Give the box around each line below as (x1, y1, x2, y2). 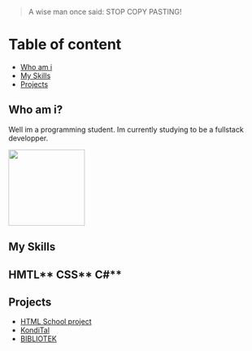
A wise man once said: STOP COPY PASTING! (28, 7, 182, 16)
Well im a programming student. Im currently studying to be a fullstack (8, 124, 244, 134)
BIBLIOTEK (20, 334, 57, 344)
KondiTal (20, 325, 50, 336)
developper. (8, 133, 49, 143)
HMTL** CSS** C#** (8, 267, 122, 281)
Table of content (8, 36, 122, 54)
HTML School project (20, 317, 92, 327)
